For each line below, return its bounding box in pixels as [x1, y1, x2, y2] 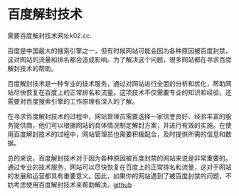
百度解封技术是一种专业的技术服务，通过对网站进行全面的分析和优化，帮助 [7, 79, 225, 87]
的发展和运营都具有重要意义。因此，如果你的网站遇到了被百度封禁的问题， [7, 171, 225, 180]
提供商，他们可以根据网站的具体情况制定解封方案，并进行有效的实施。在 [13, 121, 225, 129]
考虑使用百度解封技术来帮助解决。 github [13, 180, 132, 189]
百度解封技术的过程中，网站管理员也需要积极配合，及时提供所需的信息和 [13, 129, 225, 138]
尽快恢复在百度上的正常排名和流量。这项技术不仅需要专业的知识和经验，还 [13, 88, 232, 97]
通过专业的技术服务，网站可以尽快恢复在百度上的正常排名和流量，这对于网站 [7, 163, 232, 171]
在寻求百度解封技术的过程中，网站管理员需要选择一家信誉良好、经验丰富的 [7, 111, 225, 121]
